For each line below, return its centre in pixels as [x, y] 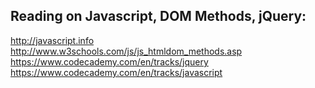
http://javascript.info [52, 40]
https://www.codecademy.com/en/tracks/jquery [109, 61]
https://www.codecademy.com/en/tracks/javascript [116, 72]
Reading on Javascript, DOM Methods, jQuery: [158, 16]
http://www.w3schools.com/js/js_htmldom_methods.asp [126, 51]
